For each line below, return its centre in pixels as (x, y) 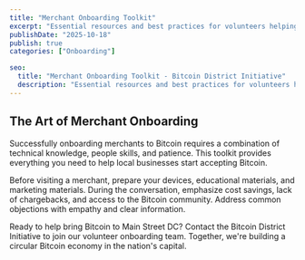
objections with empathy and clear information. (98, 208)
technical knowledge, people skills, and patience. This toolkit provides (141, 153)
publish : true (36, 43)
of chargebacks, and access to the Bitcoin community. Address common (145, 199)
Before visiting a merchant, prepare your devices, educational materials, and (152, 180)
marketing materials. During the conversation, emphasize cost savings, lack (151, 189)
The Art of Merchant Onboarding (104, 122)
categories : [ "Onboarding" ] (63, 52)
